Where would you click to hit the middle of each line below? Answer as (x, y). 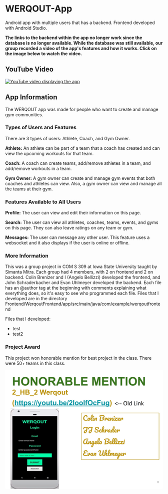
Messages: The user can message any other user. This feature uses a (77, 237)
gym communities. (24, 114)
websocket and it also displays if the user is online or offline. (67, 243)
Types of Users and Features (41, 127)
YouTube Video (29, 69)
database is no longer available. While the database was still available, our (84, 43)
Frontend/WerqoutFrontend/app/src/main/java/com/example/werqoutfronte (83, 304)
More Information (27, 256)
